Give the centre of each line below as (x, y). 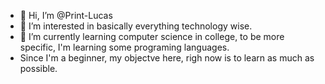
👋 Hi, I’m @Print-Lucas (66, 15)
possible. (38, 68)
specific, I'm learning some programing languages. (124, 47)
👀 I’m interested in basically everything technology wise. (136, 26)
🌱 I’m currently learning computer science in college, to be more (152, 36)
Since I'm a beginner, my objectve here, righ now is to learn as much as (167, 58)
